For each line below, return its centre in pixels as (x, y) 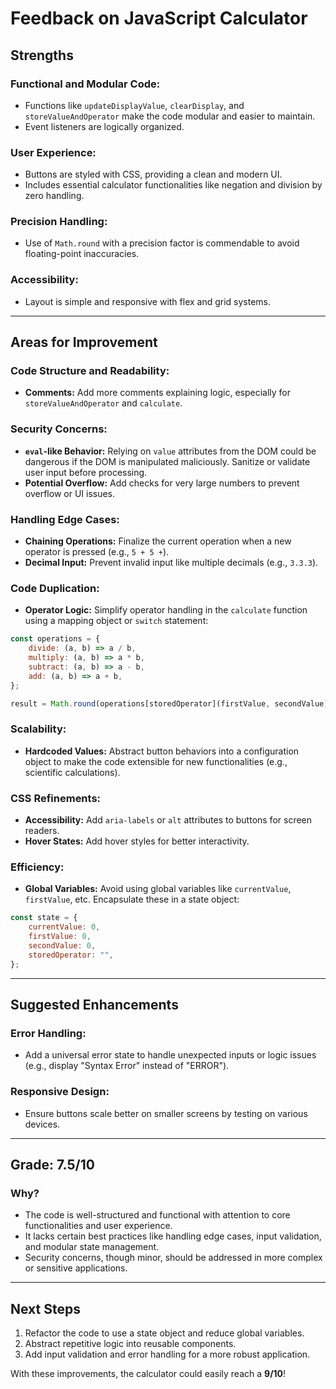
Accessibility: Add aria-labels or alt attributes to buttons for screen (168, 820)
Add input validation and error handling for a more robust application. (167, 1354)
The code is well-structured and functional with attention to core (157, 1215)
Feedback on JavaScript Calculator (159, 18)
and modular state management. (92, 1247)
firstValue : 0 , (60, 937)
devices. (42, 1124)
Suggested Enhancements (94, 1005)
